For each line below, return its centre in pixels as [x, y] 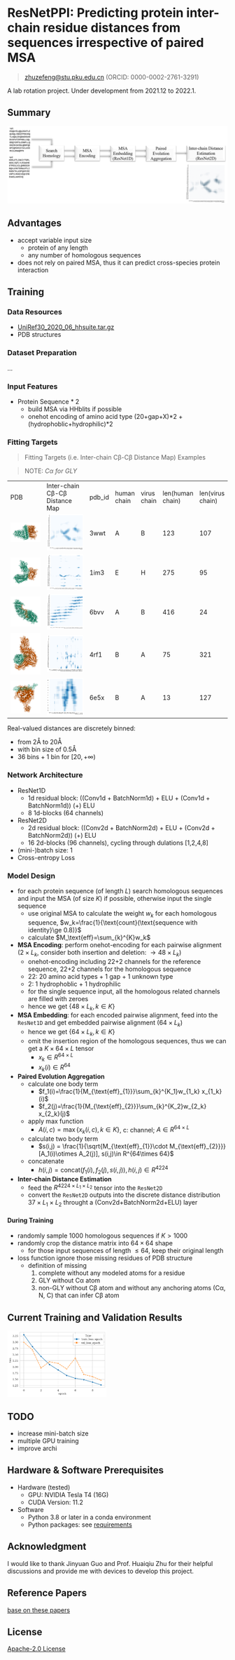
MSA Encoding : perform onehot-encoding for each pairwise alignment [119, 944]
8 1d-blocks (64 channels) [65, 812]
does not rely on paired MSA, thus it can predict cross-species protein [119, 262]
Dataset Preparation [42, 353]
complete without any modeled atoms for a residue [112, 1273]
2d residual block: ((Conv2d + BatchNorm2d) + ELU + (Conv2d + [121, 828]
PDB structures [39, 335]
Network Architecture [45, 775]
